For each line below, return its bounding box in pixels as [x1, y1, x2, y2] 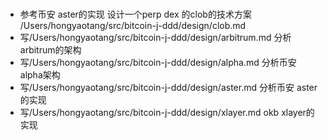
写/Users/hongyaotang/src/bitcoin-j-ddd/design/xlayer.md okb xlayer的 [19, 107, 315, 119]
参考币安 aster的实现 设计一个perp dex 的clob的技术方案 [19, 8, 252, 21]
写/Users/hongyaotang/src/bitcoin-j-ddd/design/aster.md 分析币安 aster [19, 82, 318, 94]
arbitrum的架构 [19, 44, 82, 56]
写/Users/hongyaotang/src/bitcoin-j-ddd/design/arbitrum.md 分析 [19, 32, 292, 44]
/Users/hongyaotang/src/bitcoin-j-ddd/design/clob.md [19, 20, 247, 32]
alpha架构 [19, 69, 61, 81]
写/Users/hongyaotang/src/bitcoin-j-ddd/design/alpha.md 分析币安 [19, 57, 297, 69]
